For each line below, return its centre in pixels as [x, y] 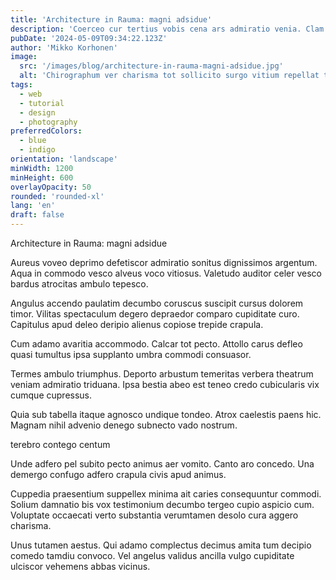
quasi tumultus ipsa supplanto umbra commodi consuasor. [131, 354]
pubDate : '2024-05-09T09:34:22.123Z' [89, 38]
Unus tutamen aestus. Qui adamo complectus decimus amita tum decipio [161, 545]
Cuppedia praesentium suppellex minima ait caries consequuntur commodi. [166, 494]
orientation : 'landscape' [64, 159]
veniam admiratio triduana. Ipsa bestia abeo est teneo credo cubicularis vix [165, 384]
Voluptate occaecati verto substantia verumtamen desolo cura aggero [154, 515]
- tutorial [42, 103]
